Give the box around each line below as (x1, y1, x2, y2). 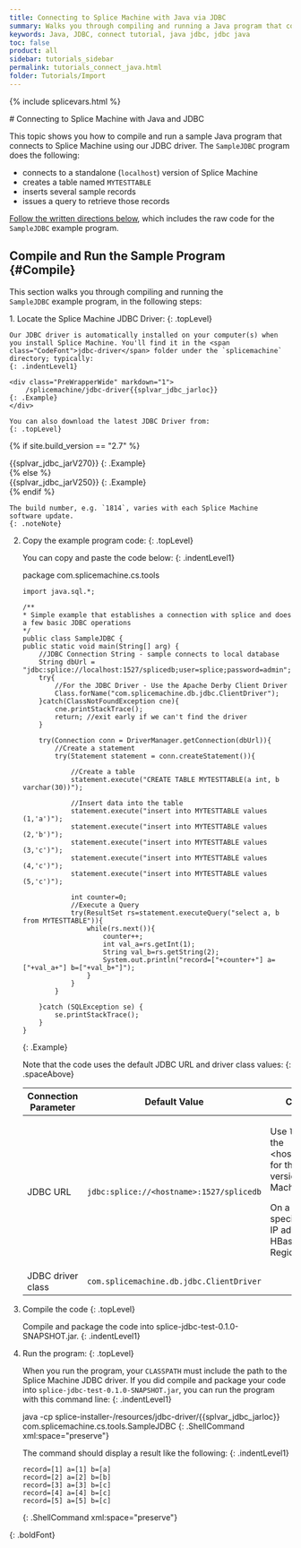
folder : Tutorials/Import (9, 72, 106, 81)
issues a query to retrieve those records (21, 195, 170, 206)
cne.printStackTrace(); (55, 704, 143, 713)
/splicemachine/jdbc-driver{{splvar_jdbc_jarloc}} (25, 385, 219, 394)
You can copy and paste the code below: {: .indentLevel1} (21, 552, 236, 563)
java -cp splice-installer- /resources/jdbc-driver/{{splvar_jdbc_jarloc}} (21, 1411, 280, 1422)
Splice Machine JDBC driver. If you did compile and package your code (21, 1374, 287, 1385)
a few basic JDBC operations (21, 618, 132, 627)
